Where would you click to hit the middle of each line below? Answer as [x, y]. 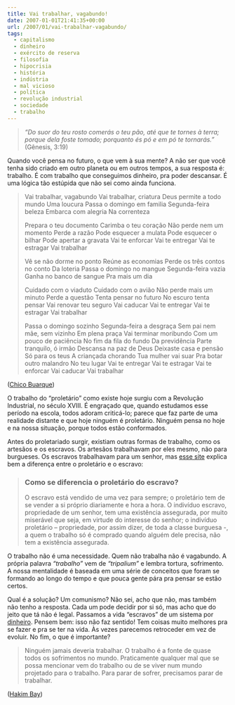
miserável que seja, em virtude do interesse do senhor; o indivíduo [121, 520]
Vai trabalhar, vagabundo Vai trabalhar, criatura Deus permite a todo [123, 196]
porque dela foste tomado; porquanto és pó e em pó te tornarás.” [120, 139]
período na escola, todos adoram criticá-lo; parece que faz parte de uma [113, 413]
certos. [18, 586]
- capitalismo [34, 40]
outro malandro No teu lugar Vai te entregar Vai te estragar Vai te [118, 363]
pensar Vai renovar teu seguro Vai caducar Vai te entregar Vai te [117, 305]
